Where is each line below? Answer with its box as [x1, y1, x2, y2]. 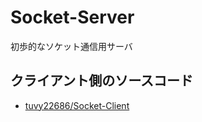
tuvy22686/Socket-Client [24, 99, 130, 111]
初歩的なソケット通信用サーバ [10, 40, 133, 52]
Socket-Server [10, 6, 135, 29]
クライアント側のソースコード [10, 72, 194, 90]
